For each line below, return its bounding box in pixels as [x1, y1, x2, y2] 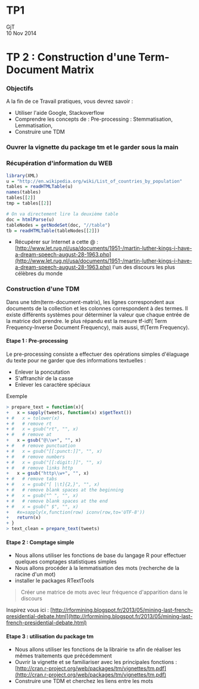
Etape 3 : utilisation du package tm [6, 632, 94, 640]
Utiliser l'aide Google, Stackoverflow [14, 109, 104, 117]
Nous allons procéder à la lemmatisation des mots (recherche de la [14, 565, 180, 572]
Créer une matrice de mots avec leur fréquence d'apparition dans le [20, 588, 188, 596]
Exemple [6, 392, 28, 399]
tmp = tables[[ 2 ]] [6, 201, 52, 206]
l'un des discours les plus [112, 264, 175, 271]
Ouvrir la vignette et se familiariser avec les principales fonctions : [14, 659, 178, 666]
